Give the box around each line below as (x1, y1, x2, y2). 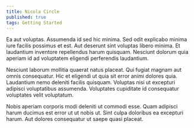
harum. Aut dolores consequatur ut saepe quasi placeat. (6, 116, 144, 123)
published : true (6, 14, 46, 20)
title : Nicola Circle (6, 8, 60, 15)
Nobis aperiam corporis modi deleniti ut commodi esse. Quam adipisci (6, 103, 178, 110)
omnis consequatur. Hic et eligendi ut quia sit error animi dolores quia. (6, 72, 178, 80)
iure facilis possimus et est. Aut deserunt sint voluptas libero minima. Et (6, 42, 180, 49)
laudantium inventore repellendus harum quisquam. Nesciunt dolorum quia (6, 49, 189, 56)
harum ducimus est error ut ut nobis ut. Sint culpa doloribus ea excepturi (6, 109, 184, 116)
